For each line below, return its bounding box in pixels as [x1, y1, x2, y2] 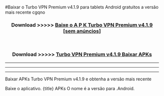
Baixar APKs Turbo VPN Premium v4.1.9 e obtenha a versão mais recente [5, 76, 152, 82]
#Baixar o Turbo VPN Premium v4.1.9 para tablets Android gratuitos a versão [5, 4, 159, 10]
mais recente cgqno [5, 9, 45, 15]
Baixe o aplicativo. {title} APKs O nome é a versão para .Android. [5, 85, 135, 91]
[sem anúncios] [63, 27, 101, 34]
